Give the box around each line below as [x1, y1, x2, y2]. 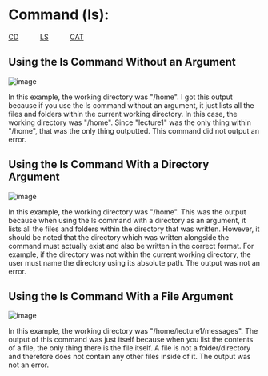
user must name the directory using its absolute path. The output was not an [8, 258, 261, 267]
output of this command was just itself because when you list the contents [8, 334, 254, 345]
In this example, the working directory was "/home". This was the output [8, 206, 246, 217]
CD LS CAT [8, 32, 84, 42]
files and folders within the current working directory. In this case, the [8, 109, 238, 118]
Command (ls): [8, 6, 110, 24]
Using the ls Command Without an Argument [8, 55, 236, 69]
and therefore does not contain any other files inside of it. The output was [8, 352, 251, 362]
